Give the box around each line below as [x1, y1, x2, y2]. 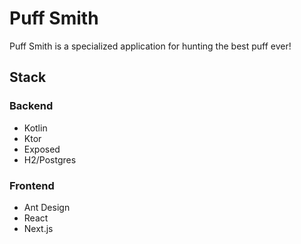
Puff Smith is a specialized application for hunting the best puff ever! [9, 40, 292, 52]
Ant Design [23, 201, 71, 213]
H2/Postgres [23, 153, 77, 166]
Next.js [23, 222, 54, 234]
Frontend [9, 178, 55, 192]
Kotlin [23, 122, 48, 134]
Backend [9, 99, 54, 113]
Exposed [23, 143, 61, 155]
